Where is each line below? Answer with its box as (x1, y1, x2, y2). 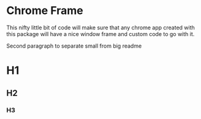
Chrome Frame (6, 4, 84, 18)
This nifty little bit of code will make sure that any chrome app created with (6, 24, 195, 31)
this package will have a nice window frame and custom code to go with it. (6, 30, 195, 37)
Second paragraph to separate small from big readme (6, 42, 142, 49)
